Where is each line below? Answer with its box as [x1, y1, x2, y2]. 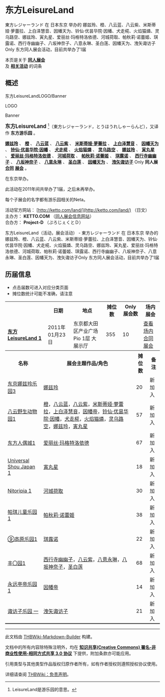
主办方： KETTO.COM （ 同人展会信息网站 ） [5, 213, 94, 219]
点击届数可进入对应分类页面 [12, 284, 69, 290]
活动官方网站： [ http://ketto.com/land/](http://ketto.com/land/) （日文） [5, 207, 150, 213]
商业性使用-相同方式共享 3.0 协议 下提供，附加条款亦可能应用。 [5, 650, 134, 656]
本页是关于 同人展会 [5, 57, 45, 63]
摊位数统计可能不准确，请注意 [12, 291, 73, 296]
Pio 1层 [73, 335, 90, 342]
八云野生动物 [7, 408, 38, 415]
